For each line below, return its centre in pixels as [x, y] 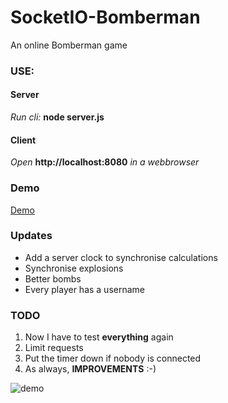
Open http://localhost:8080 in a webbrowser [105, 162]
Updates [31, 236]
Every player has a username [84, 289]
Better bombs [53, 278]
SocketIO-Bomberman [105, 17]
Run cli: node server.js [57, 117]
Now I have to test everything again [99, 337]
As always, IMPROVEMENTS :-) [90, 369]
